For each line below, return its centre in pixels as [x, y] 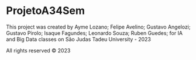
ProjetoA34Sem [45, 11]
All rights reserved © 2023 [38, 50]
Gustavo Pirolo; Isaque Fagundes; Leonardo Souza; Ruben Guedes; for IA [94, 33]
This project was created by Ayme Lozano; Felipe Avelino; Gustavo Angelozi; [98, 27]
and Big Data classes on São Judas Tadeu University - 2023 [78, 39]
